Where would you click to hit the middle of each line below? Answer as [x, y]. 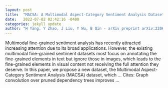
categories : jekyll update [33, 24]
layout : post [19, 10]
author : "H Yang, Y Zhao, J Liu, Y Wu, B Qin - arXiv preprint [72, 29]
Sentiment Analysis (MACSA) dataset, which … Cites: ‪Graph [87, 75]
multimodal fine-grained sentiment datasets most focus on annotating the [81, 54]
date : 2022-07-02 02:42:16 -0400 [42, 19]
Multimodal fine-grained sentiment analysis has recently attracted [73, 43]
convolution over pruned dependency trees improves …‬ [62, 80]
